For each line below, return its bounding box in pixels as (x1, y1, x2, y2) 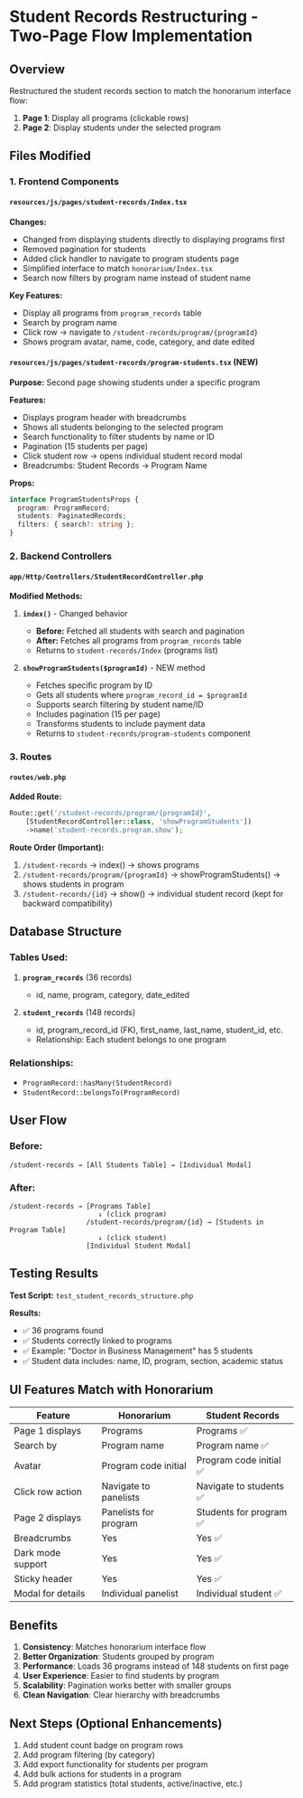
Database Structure (9, 924, 122, 939)
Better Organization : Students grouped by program (22, 1652, 215, 1662)
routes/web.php (9, 773, 67, 782)
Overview (9, 61, 66, 77)
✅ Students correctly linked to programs (22, 1335, 173, 1346)
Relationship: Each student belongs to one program (35, 1033, 227, 1045)
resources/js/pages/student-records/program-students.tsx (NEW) (9, 357, 259, 368)
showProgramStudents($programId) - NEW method (22, 663, 206, 673)
